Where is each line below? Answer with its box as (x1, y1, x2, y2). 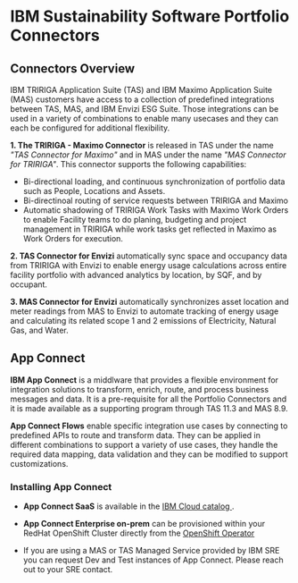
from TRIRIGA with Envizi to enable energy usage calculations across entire (10, 260, 287, 270)
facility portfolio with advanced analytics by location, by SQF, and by (10, 270, 262, 280)
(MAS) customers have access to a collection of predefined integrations (10, 94, 275, 105)
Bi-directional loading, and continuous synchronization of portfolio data (22, 176, 286, 187)
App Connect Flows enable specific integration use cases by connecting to (10, 420, 288, 431)
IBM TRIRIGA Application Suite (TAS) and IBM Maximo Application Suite (10, 85, 273, 95)
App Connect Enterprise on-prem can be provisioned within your (22, 519, 266, 529)
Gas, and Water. (10, 325, 70, 335)
